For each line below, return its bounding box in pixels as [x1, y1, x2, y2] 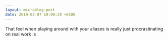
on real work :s [5, 31, 36, 37]
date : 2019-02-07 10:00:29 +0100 [5, 12, 76, 17]
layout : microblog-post [5, 7, 55, 12]
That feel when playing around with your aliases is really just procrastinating [5, 25, 163, 31]
